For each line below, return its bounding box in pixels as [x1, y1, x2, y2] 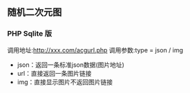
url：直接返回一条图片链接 [17, 69, 92, 77]
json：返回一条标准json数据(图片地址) [17, 61, 124, 69]
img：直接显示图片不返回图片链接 [17, 78, 113, 86]
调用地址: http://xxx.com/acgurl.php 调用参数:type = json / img [7, 45, 184, 54]
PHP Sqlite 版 [7, 29, 52, 39]
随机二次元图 [7, 6, 62, 19]
